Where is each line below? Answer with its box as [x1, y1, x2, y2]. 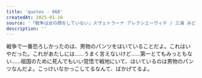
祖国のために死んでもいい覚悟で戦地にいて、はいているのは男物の [20, 58, 183, 65]
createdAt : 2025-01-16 [6, 14, 63, 20]
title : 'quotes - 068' [6, 8, 63, 15]
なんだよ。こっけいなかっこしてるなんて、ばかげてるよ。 [11, 65, 153, 73]
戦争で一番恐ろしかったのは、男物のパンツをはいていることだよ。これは [6, 43, 186, 50]
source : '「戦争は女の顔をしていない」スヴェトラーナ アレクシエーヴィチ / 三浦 [6, 20, 185, 26]
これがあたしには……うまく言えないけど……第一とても [32, 50, 167, 58]
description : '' [6, 25, 47, 32]
